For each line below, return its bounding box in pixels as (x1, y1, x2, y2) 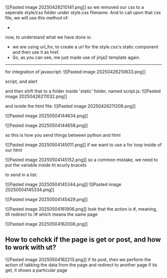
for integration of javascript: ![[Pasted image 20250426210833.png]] (5, 69, 146, 74)
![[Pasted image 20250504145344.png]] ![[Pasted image (5, 182, 122, 187)
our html (5, 147, 22, 153)
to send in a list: (5, 172, 38, 178)
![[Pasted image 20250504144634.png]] (5, 113, 88, 119)
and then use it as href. (12, 49, 60, 55)
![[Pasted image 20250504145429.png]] (5, 197, 88, 202)
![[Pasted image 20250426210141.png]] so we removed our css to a (5, 4, 144, 10)
